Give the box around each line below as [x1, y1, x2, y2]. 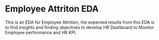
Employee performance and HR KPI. [5, 29, 77, 35]
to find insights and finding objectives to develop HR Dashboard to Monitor [5, 24, 154, 30]
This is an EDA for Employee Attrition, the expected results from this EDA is [5, 19, 155, 25]
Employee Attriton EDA [5, 3, 99, 14]
